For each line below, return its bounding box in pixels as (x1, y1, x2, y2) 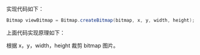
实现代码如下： (6, 5, 44, 12)
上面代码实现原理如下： (6, 29, 65, 36)
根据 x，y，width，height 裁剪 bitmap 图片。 (6, 42, 119, 49)
